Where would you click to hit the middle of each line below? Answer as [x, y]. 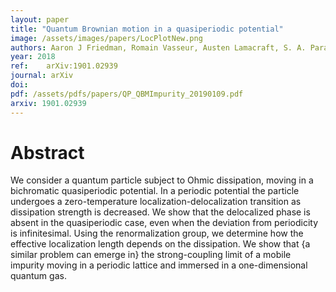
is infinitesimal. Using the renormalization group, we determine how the [157, 233]
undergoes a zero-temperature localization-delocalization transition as [156, 202]
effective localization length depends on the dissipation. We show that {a [160, 244]
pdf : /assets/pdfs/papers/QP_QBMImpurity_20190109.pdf [127, 94]
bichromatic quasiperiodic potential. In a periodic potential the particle [155, 191]
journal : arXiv [42, 76]
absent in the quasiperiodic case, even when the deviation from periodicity [164, 223]
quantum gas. [38, 276]
